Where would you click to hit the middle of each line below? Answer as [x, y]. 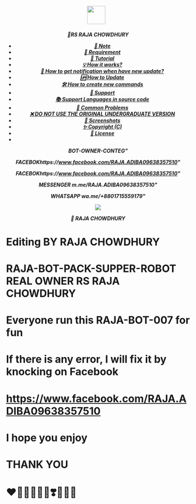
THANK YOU [37, 464]
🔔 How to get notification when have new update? [102, 71]
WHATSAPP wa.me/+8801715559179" [98, 196]
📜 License [102, 133]
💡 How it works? [102, 64]
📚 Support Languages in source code [102, 99]
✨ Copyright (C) [102, 126]
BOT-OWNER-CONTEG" [98, 151]
